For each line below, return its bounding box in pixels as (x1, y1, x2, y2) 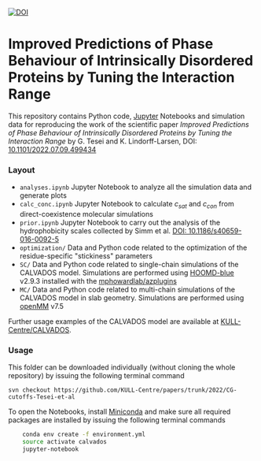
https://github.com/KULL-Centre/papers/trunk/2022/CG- (53, 386, 237, 394)
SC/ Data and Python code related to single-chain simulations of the (19, 260, 239, 270)
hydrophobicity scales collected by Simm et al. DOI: (19, 226, 187, 236)
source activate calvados (22, 438, 108, 446)
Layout (8, 164, 35, 175)
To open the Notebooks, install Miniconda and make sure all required (8, 407, 231, 417)
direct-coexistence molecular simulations (19, 210, 153, 219)
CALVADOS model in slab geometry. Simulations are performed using (19, 293, 244, 303)
